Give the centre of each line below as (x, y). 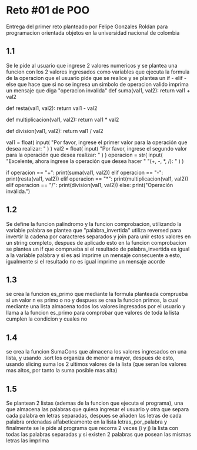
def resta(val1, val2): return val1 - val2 (52, 108)
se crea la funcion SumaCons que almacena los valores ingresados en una (96, 352)
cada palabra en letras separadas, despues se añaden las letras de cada (94, 416)
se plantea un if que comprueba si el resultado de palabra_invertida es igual (98, 249)
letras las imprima (28, 441)
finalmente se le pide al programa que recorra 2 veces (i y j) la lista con (92, 428)
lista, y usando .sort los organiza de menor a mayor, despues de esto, (90, 358)
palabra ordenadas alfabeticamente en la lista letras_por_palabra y (87, 422)
